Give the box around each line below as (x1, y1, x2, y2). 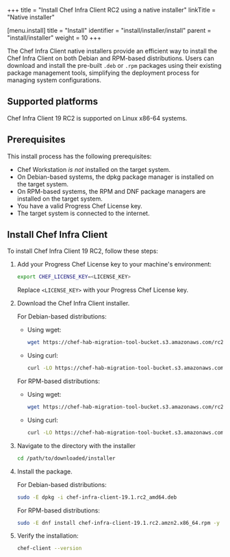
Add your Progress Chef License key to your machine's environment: (16, 260, 212, 269)
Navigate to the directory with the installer (16, 441, 136, 449)
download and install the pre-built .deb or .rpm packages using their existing (7, 62, 222, 69)
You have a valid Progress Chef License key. (16, 201, 142, 210)
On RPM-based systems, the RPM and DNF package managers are (16, 187, 206, 195)
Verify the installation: (16, 532, 79, 540)
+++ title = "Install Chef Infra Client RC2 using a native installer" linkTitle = (7, 6, 216, 14)
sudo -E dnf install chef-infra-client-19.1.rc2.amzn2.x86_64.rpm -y (16, 519, 220, 526)
